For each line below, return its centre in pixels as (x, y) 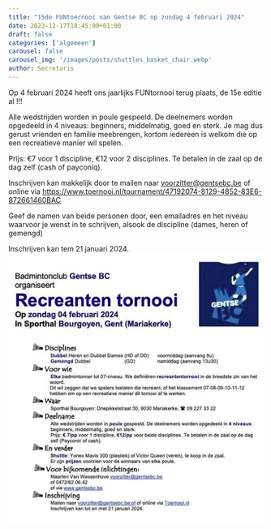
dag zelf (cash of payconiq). (56, 167)
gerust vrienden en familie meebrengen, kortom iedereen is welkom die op (133, 134)
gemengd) (26, 233)
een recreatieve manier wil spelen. (66, 143)
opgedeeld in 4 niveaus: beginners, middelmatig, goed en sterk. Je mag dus (136, 125)
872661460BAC (35, 200)
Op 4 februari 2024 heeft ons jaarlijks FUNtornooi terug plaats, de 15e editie (135, 92)
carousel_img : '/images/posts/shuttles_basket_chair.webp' (110, 60)
